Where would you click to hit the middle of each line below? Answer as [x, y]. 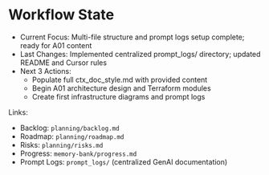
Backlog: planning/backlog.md [69, 128]
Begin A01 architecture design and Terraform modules [121, 88]
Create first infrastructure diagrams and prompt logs [118, 96]
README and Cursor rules [63, 63]
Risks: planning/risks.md [61, 144]
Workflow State [61, 15]
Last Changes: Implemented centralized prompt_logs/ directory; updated [140, 54]
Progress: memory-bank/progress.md [78, 153]
